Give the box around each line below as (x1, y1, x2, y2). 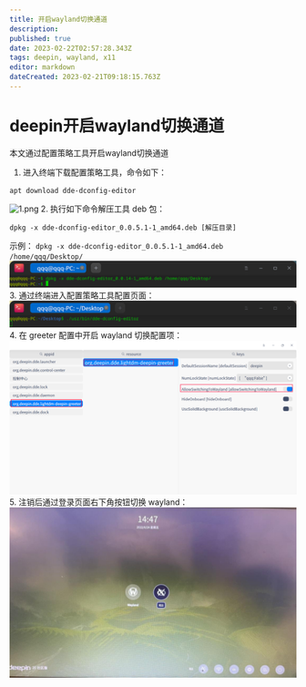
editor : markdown (9, 63, 76, 72)
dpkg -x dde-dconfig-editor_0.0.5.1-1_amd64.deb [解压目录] (9, 223, 237, 232)
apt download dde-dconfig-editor (9, 186, 137, 195)
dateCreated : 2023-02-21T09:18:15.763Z (9, 73, 161, 82)
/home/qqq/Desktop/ (9, 251, 84, 261)
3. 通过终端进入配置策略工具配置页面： (9, 290, 155, 301)
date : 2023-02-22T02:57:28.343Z (9, 44, 132, 53)
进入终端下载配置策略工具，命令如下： (22, 167, 167, 178)
